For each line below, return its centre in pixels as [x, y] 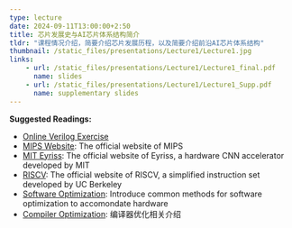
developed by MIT [56, 165]
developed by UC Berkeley [72, 184]
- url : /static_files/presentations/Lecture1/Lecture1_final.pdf [151, 68]
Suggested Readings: [50, 119]
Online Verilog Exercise [66, 136]
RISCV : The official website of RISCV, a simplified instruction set [141, 174]
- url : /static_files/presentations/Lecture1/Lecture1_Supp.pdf [149, 85]
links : [22, 59]
